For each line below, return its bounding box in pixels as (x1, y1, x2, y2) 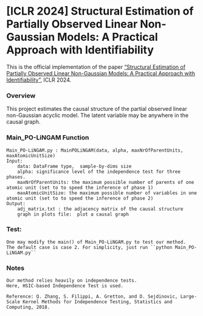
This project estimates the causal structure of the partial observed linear (6, 105, 187, 113)
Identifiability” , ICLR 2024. (6, 76, 72, 83)
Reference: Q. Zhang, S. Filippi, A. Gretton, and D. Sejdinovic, (6, 293, 178, 300)
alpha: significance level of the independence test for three (17, 169, 181, 175)
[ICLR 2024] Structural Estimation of (6, 4, 194, 18)
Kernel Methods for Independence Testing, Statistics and (22, 299, 173, 305)
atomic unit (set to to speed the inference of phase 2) (6, 195, 154, 202)
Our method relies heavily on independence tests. (6, 278, 137, 284)
